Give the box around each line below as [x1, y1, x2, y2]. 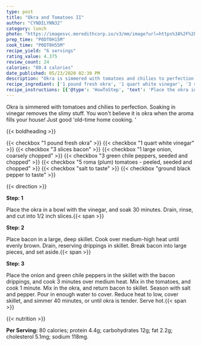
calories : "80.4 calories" [6, 64, 74, 71]
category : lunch [6, 25, 47, 32]
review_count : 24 [6, 59, 50, 65]
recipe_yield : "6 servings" [6, 48, 77, 54]
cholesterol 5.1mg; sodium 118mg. [6, 333, 89, 340]
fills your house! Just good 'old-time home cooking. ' [6, 116, 136, 123]
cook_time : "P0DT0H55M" [6, 43, 66, 49]
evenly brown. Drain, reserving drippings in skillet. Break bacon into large [6, 242, 187, 249]
